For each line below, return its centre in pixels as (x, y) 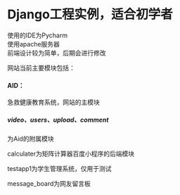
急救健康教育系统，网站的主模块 (53, 102)
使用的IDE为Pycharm (38, 35)
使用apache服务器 (33, 44)
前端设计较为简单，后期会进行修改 (57, 53)
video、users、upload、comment (58, 120)
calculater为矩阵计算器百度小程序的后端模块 (71, 154)
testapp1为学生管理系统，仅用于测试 (59, 169)
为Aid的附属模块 (31, 139)
